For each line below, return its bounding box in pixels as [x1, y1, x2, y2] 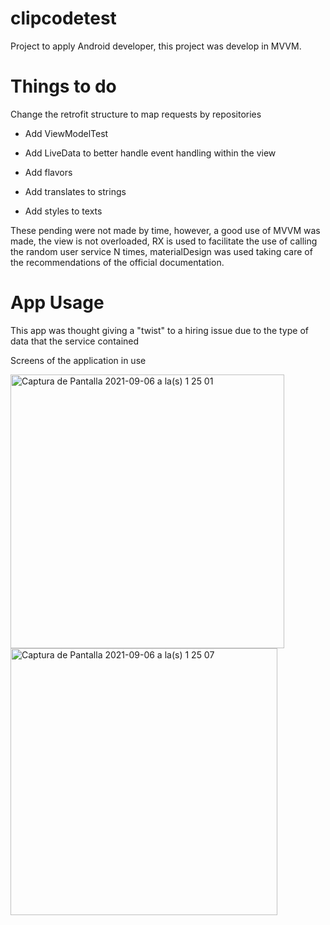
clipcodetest [10, 7, 117, 30]
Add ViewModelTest [24, 127, 109, 139]
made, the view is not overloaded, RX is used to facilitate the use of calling [10, 235, 318, 247]
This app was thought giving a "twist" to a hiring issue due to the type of [10, 324, 309, 336]
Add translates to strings [24, 185, 127, 197]
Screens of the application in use [10, 354, 147, 366]
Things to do [10, 75, 117, 98]
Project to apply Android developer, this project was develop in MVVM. [10, 40, 302, 52]
